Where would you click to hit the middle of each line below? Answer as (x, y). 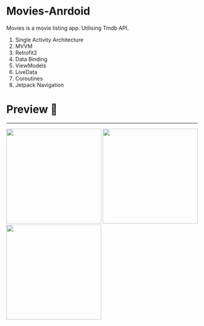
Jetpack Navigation (39, 85)
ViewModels (31, 66)
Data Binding (31, 59)
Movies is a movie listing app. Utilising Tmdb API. (68, 28)
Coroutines (29, 78)
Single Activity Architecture (49, 39)
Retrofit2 (26, 52)
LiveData (26, 72)
